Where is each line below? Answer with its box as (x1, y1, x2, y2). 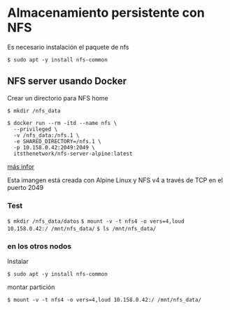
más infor (7, 162, 35, 170)
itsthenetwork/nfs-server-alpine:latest (13, 150, 133, 157)
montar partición (7, 283, 55, 291)
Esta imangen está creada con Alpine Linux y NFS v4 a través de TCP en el (7, 176, 224, 184)
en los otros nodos (7, 241, 72, 251)
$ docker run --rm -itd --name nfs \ (7, 119, 117, 126)
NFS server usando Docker (7, 75, 127, 87)
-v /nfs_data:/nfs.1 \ (13, 131, 80, 139)
